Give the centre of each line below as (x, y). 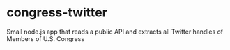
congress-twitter (57, 13)
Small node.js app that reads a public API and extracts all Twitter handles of (115, 32)
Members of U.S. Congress (46, 38)
